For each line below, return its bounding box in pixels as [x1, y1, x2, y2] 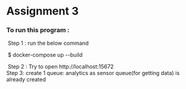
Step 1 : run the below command [7, 39, 89, 47]
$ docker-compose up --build [7, 51, 83, 59]
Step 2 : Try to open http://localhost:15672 [7, 63, 114, 70]
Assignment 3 [6, 4, 79, 18]
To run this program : [6, 26, 70, 35]
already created [6, 76, 46, 83]
